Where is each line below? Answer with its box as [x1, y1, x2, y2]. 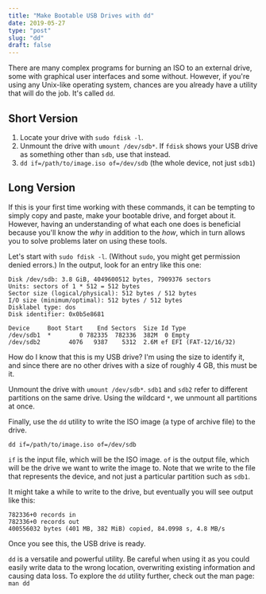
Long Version [8, 181, 75, 195]
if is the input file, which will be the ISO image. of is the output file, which [8, 455, 250, 464]
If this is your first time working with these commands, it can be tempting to [8, 202, 256, 212]
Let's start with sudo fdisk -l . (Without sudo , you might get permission [8, 252, 241, 261]
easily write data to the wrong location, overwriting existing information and [8, 562, 256, 572]
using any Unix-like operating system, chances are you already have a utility [8, 80, 258, 90]
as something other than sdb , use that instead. [19, 149, 171, 159]
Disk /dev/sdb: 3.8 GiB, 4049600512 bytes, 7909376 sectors [8, 276, 212, 283]
